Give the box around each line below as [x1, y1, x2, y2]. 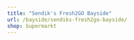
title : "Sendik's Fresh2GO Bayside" [7, 9, 112, 17]
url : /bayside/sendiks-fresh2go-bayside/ [7, 16, 128, 23]
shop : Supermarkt [7, 22, 57, 29]
